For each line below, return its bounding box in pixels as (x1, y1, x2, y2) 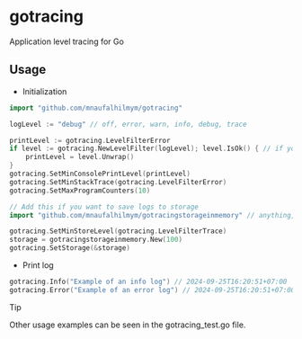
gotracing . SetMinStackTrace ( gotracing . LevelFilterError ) (9, 177, 227, 186)
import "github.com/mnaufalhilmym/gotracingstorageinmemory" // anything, (9, 210, 296, 219)
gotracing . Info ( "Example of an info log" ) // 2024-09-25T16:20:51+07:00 (9, 277, 288, 286)
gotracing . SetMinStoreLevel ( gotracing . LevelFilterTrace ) (9, 227, 227, 236)
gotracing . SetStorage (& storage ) (9, 244, 130, 253)
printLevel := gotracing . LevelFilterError (9, 136, 171, 145)
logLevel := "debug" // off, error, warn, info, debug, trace (9, 120, 247, 129)
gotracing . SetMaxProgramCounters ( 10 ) (9, 186, 151, 195)
